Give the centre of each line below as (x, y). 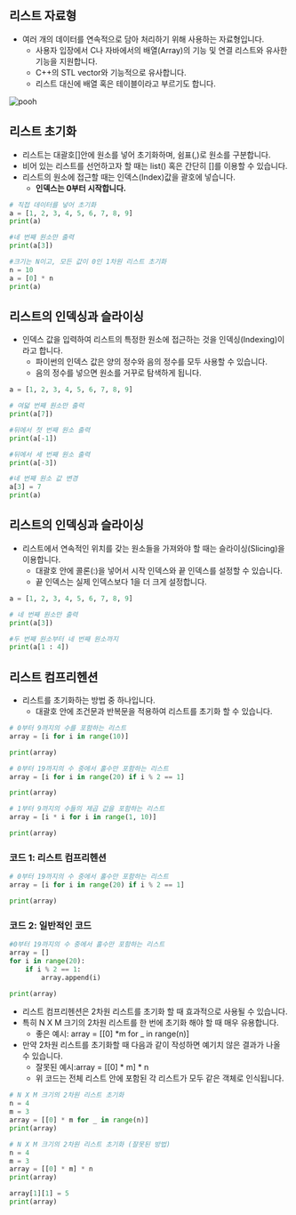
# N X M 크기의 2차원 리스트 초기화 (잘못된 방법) (90, 1144)
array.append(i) (71, 978)
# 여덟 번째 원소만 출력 (47, 406)
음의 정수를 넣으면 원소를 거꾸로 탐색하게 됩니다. (118, 373)
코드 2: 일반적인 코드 (50, 925)
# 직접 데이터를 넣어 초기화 (53, 205)
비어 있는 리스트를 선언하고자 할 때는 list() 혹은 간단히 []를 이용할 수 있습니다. (155, 165)
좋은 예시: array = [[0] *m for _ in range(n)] (112, 1034)
